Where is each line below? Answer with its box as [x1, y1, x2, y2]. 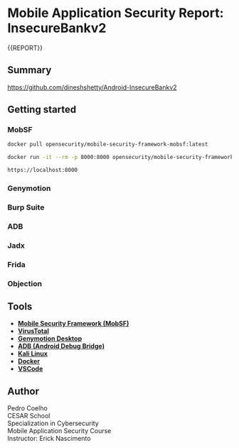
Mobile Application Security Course [7, 427, 112, 435]
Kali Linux [17, 349, 48, 358]
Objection [7, 278, 43, 288]
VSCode [17, 364, 43, 373]
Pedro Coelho [7, 404, 48, 413]
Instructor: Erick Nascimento [7, 435, 91, 443]
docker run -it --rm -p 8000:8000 [7, 154, 110, 161]
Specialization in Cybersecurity [7, 419, 100, 427]
